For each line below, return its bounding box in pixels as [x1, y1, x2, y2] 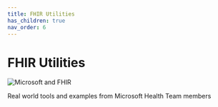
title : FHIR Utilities [7, 10, 75, 18]
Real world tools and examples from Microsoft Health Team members [7, 92, 212, 101]
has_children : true [7, 17, 66, 24]
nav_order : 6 [7, 24, 46, 31]
